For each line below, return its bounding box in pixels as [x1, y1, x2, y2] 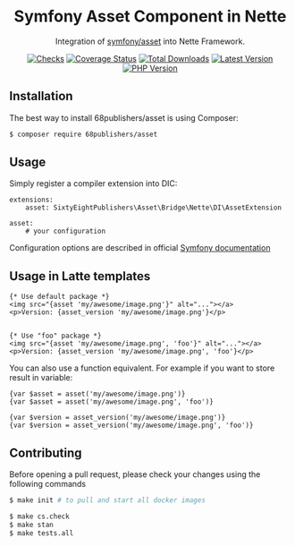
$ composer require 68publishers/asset [9, 130, 158, 139]
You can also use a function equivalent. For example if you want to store [9, 363, 275, 373]
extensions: [9, 195, 54, 205]
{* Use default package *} [9, 293, 110, 302]
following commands [9, 479, 87, 490]
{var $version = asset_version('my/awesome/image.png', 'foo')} [9, 421, 254, 431]
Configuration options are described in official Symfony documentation [9, 243, 271, 253]
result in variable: [9, 372, 73, 383]
